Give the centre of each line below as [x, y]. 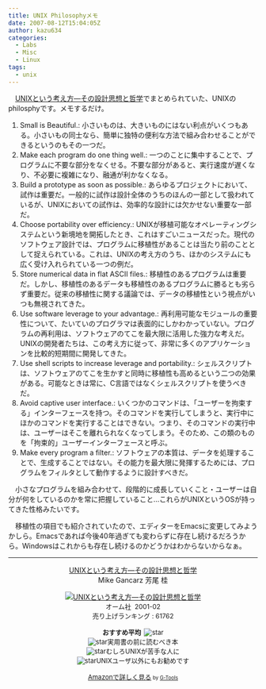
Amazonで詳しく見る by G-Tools [133, 677]
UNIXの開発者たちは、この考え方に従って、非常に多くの [111, 343]
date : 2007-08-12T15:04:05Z [55, 23]
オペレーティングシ [226, 224]
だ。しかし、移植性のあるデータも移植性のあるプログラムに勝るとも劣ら [137, 283]
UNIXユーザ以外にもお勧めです [143, 660]
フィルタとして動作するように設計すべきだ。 [120, 472]
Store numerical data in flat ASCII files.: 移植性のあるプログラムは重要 [133, 274]
